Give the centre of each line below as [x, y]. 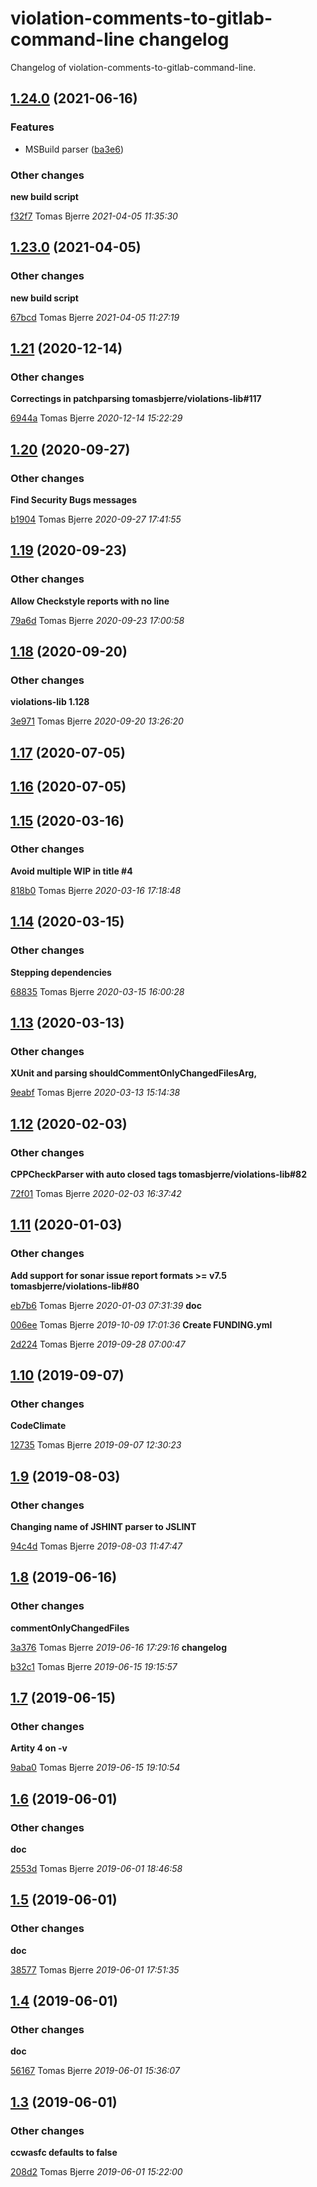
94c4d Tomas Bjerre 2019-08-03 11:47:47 [96, 1546]
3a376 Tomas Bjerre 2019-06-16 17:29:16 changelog [119, 1647]
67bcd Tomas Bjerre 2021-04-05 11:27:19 [95, 317]
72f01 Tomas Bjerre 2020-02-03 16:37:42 [96, 1193]
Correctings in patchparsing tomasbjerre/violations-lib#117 [136, 399]
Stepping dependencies [61, 972]
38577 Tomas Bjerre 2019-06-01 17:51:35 [95, 1969]
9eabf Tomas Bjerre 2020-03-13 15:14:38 [95, 1093]
